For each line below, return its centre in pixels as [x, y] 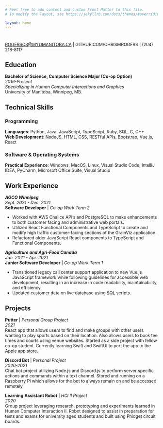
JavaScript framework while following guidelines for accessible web [80, 277]
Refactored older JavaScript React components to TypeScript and [78, 238]
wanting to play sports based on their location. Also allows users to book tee [81, 335]
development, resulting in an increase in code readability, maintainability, [85, 283]
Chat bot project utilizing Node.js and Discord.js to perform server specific [80, 371]
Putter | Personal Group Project [37, 320]
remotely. [15, 386]
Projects [18, 308]
